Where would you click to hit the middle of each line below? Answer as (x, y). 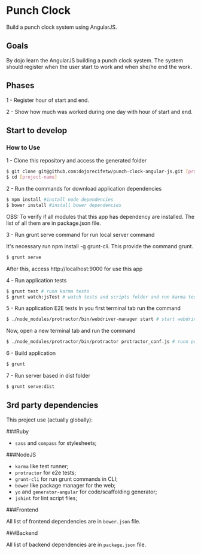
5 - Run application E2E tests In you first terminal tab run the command (94, 308)
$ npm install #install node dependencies (60, 200)
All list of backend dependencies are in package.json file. (76, 544)
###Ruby (18, 431)
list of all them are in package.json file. (54, 223)
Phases (20, 85)
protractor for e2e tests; (45, 472)
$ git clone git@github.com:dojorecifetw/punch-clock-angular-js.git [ (97, 171)
